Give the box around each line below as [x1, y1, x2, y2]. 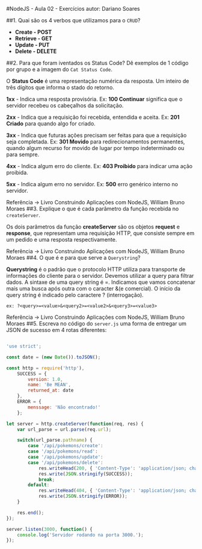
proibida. [6, 169, 28, 176]
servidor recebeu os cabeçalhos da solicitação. [6, 102, 124, 109]
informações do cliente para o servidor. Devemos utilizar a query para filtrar [6, 272, 194, 279]
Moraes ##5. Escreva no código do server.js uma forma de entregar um [6, 320, 186, 327]
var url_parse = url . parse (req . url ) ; [17, 426, 112, 433]
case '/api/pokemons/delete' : [28, 459, 103, 466]
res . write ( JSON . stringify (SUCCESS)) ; [38, 471, 133, 477]
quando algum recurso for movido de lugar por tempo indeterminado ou [6, 145, 185, 151]
